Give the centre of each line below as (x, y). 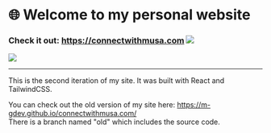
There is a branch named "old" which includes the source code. (114, 122)
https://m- (194, 105)
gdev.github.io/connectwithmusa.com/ (73, 114)
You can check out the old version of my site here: (92, 105)
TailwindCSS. (30, 89)
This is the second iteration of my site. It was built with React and (117, 81)
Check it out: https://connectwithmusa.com (96, 40)
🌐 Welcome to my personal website (129, 15)
